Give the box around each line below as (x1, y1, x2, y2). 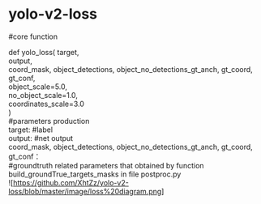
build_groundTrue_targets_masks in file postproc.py (8, 169, 182, 179)
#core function (8, 32, 58, 41)
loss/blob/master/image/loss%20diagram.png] (8, 186, 165, 196)
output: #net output (8, 133, 74, 142)
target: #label (8, 125, 53, 134)
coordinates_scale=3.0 (8, 99, 85, 108)
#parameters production (8, 116, 90, 125)
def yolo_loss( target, (8, 47, 79, 57)
